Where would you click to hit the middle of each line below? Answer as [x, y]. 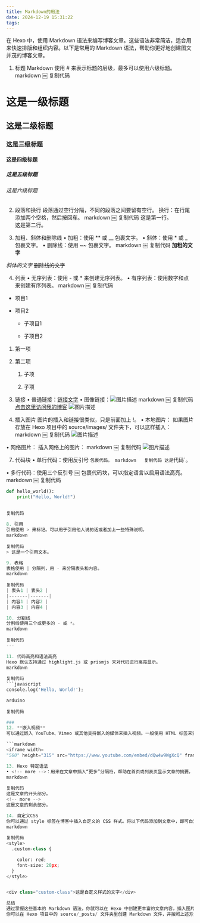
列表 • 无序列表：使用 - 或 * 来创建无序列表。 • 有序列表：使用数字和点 [102, 278]
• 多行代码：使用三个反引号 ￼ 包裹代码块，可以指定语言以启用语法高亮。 [96, 473]
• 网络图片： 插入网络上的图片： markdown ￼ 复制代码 [74, 447]
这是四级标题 [22, 159]
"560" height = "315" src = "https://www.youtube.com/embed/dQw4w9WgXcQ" [94, 755]
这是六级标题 [22, 190]
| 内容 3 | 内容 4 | [27, 607]
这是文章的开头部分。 [28, 794]
